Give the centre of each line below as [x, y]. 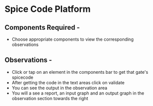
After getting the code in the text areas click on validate [68, 82]
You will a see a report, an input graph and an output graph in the [78, 93]
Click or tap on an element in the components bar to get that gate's [80, 72]
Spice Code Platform [48, 9]
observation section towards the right [50, 98]
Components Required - [42, 27]
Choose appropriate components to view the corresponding [73, 39]
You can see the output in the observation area [59, 88]
